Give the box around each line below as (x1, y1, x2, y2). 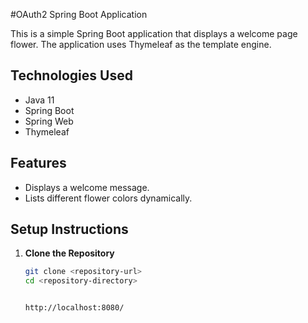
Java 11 (24, 94, 55, 106)
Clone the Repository (24, 247, 115, 259)
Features (10, 155, 67, 172)
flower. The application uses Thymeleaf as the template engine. (10, 39, 272, 50)
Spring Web (24, 115, 74, 127)
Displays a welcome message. (24, 181, 150, 193)
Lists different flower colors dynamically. (24, 192, 193, 204)
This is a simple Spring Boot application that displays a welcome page (10, 28, 298, 39)
